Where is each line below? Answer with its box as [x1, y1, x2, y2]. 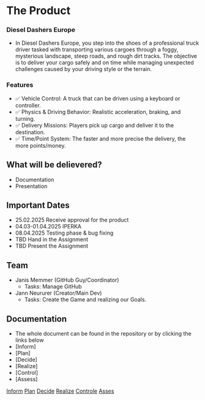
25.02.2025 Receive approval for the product [15, 216, 129, 224]
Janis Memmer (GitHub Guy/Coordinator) [15, 276, 119, 284]
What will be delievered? [6, 160, 102, 170]
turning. [15, 115, 35, 123]
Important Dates [6, 200, 70, 210]
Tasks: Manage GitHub [24, 283, 82, 290]
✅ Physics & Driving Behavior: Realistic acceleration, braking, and [15, 108, 181, 115]
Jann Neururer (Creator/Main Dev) [15, 289, 102, 297]
